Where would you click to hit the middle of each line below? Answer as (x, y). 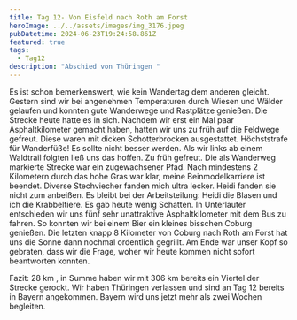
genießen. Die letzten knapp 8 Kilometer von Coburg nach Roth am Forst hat (148, 232)
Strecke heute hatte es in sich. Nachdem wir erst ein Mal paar (122, 119)
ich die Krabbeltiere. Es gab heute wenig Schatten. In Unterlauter (128, 204)
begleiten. (27, 306)
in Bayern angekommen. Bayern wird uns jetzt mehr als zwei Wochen (136, 296)
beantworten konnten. (50, 261)
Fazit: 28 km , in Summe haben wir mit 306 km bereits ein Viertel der (134, 278)
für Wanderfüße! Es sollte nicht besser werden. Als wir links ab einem (136, 148)
